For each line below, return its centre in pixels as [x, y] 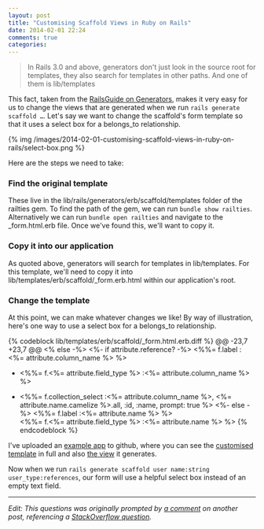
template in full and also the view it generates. [82, 454]
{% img [20, 139]
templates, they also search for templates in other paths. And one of [137, 76]
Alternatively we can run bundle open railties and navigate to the [116, 217]
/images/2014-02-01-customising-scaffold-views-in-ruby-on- [134, 139]
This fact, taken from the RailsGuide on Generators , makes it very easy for [128, 99]
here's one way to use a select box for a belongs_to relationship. [112, 326]
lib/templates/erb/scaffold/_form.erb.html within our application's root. [122, 279]
